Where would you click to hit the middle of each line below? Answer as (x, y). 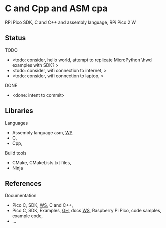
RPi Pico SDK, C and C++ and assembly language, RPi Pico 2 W (71, 22)
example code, (28, 216)
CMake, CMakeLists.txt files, (42, 162)
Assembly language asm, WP (42, 132)
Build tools (16, 153)
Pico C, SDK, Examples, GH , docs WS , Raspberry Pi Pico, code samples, (87, 211)
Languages (17, 123)
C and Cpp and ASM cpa (57, 9)
